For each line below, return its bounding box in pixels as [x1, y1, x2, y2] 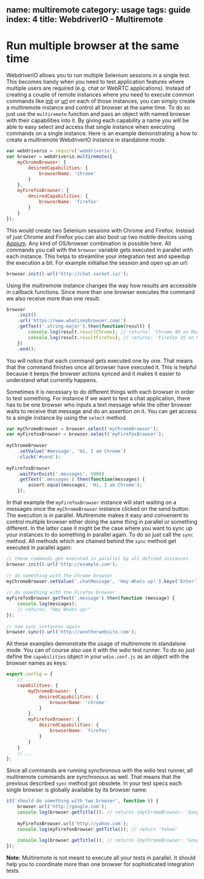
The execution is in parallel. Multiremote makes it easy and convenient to [6, 511, 189, 519]
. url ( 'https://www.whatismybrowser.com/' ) [17, 318, 126, 324]
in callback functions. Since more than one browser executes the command [6, 288, 195, 295]
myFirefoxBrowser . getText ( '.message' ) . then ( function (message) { [6, 595, 175, 601]
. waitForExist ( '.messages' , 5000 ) [17, 471, 104, 477]
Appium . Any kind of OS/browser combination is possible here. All [6, 239, 171, 247]
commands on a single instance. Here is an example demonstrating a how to [6, 130, 197, 137]
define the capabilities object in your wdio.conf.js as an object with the [6, 653, 189, 660]
